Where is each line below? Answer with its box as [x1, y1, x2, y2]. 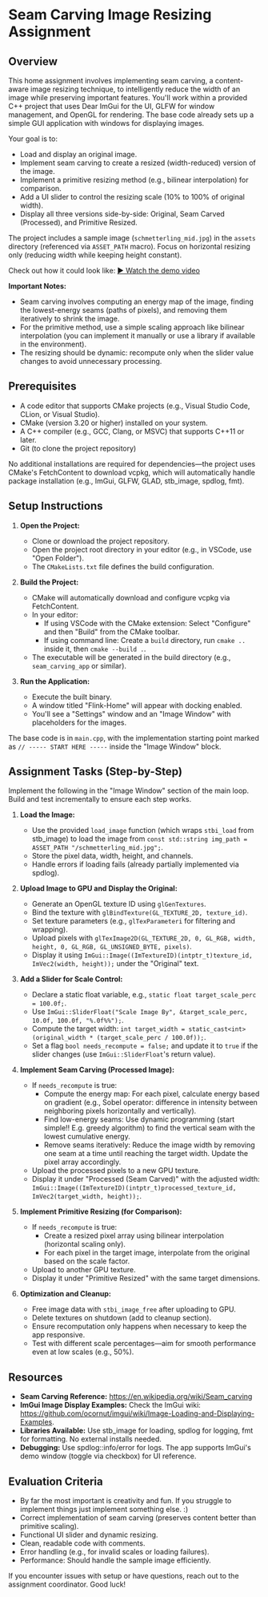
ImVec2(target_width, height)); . [31, 1191, 142, 1201]
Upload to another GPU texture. [31, 1265, 136, 1275]
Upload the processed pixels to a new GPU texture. [31, 1166, 201, 1175]
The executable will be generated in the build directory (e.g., [31, 652, 231, 662]
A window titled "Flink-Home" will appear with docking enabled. [31, 700, 242, 710]
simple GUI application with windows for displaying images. [8, 119, 205, 127]
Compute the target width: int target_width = [31, 1024, 186, 1033]
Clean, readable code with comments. [19, 1538, 146, 1548]
